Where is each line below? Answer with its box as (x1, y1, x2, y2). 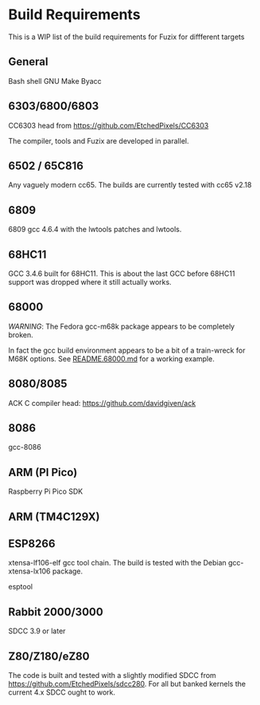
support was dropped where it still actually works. (8, 278, 173, 286)
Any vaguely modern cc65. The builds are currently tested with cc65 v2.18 (8, 180, 252, 190)
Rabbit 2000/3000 (8, 605, 103, 619)
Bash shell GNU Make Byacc (8, 76, 102, 85)
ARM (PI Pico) (8, 465, 78, 479)
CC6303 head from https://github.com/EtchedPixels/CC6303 (8, 120, 209, 130)
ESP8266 (8, 537, 56, 551)
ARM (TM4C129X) (8, 510, 100, 523)
